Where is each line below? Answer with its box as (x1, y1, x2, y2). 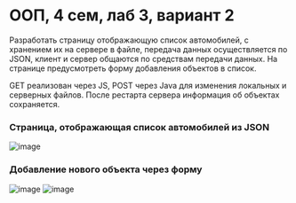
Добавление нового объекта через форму (9, 163, 203, 176)
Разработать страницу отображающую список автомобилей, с (9, 35, 249, 45)
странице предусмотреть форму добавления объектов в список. (9, 63, 257, 74)
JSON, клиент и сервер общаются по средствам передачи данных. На (9, 53, 278, 64)
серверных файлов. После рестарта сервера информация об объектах (9, 90, 280, 100)
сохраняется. (9, 98, 60, 109)
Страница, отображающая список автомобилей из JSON (9, 121, 269, 133)
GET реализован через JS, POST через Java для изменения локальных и (9, 80, 287, 90)
